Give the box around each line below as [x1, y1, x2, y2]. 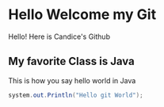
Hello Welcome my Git [8, 6, 157, 24]
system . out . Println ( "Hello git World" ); [8, 91, 144, 99]
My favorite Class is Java [8, 55, 135, 68]
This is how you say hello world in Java [8, 75, 136, 85]
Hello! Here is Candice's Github [8, 32, 111, 41]
